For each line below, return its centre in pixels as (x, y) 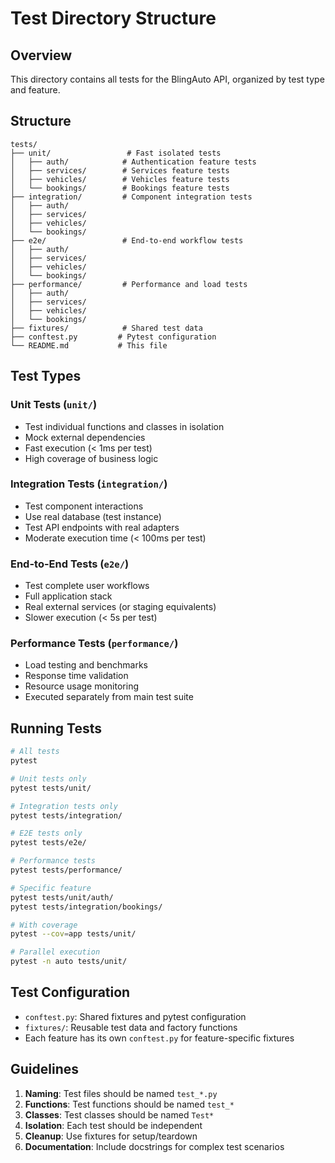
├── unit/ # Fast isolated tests (116, 153)
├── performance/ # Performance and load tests (129, 284)
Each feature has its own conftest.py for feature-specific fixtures (159, 1038)
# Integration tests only (64, 806)
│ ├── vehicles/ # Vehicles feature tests (120, 179)
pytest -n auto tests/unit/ (69, 962)
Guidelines (44, 1069)
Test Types (46, 376)
